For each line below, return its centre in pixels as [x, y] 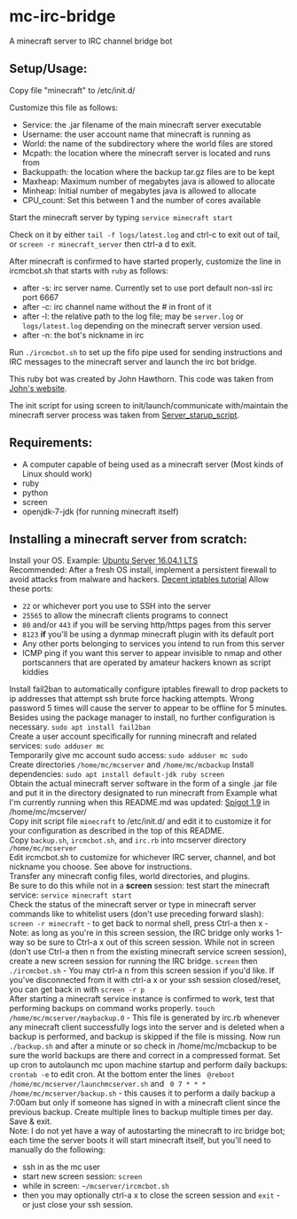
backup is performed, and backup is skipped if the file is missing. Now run [145, 1037]
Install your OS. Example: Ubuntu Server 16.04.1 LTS [104, 560]
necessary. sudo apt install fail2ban [80, 727]
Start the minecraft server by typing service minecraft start [121, 217]
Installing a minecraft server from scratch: [129, 539]
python [35, 492]
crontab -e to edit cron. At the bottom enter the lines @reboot [122, 1074]
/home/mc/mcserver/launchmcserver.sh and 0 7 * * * [108, 1084]
